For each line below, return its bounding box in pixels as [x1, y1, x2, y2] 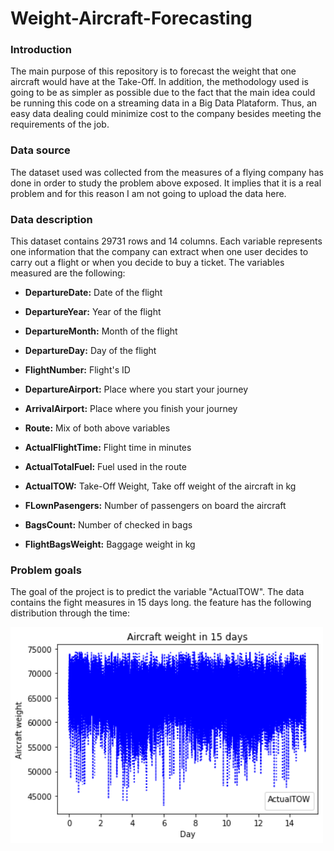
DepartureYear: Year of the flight [24, 306, 162, 318]
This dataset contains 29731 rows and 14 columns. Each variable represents [10, 235, 323, 247]
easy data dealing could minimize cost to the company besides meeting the [10, 108, 322, 120]
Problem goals [10, 563, 82, 577]
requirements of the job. [10, 118, 110, 131]
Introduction [10, 43, 72, 57]
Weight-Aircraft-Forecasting [10, 7, 253, 30]
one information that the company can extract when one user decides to [10, 246, 309, 258]
